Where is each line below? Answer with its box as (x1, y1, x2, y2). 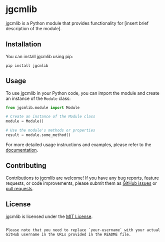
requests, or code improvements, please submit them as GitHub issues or (5, 180, 157, 186)
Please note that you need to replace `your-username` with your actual (5, 227, 160, 232)
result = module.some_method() (5, 133, 71, 138)
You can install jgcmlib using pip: (5, 53, 73, 59)
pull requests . (5, 185, 34, 191)
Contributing (5, 162, 46, 170)
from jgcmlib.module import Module (5, 105, 80, 110)
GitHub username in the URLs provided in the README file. (5, 232, 131, 237)
